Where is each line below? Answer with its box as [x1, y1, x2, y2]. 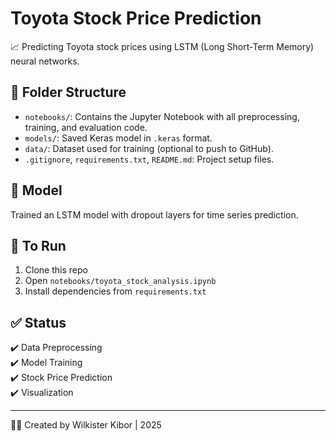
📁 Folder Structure [10, 84, 127, 101]
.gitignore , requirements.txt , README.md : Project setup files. [24, 153, 275, 165]
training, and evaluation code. [24, 121, 148, 133]
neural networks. [10, 55, 80, 67]
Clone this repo [24, 264, 88, 276]
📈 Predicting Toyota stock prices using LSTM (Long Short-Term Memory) [10, 40, 315, 52]
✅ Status [10, 314, 67, 331]
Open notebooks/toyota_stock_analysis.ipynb [24, 275, 217, 287]
